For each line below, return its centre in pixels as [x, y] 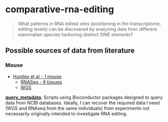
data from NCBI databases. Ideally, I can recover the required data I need [83, 103]
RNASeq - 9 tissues [41, 82]
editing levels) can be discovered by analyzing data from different [87, 29]
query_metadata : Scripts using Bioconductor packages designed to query [84, 97]
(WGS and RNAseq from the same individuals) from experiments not [78, 108]
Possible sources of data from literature [70, 50]
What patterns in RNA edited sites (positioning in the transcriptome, [89, 24]
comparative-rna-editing [60, 9]
